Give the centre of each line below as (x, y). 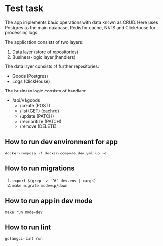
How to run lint (28, 227)
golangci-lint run (24, 239)
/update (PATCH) (37, 116)
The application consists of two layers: (44, 42)
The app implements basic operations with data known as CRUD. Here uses (81, 22)
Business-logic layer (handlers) (44, 57)
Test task (24, 9)
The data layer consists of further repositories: (52, 66)
